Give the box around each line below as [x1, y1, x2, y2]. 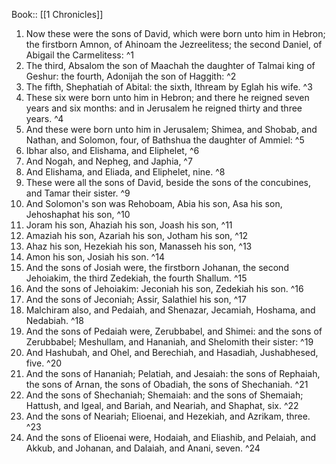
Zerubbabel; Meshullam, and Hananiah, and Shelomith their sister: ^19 [25, 336, 314, 348]
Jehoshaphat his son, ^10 [25, 209, 131, 220]
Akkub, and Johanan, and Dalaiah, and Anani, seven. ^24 [25, 442, 261, 454]
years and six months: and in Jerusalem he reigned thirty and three [25, 102, 303, 114]
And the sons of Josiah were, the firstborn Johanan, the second [25, 262, 289, 273]
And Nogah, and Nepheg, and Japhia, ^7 [25, 155, 193, 167]
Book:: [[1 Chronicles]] [11, 9, 104, 20]
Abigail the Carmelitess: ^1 [25, 49, 134, 61]
